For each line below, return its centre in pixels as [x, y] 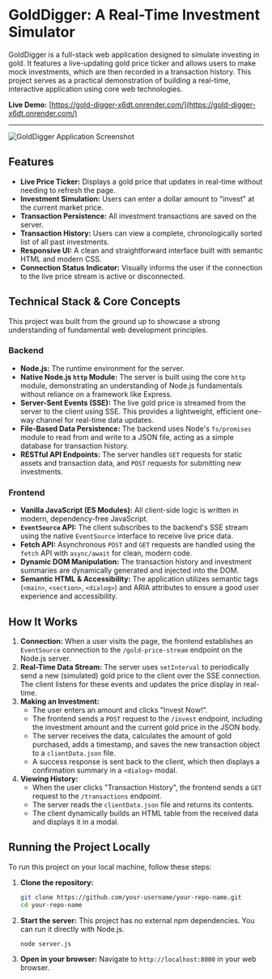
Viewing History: [49, 778]
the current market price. [62, 207]
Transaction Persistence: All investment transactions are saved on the [138, 215]
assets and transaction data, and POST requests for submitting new [130, 462]
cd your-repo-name [51, 905]
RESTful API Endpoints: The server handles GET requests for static [131, 454]
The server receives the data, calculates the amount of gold [132, 735]
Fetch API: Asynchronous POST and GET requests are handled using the [138, 545]
